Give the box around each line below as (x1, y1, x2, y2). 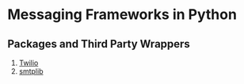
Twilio (18, 58, 39, 67)
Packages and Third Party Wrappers (7, 37, 191, 51)
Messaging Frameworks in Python (7, 6, 237, 24)
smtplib (18, 67, 44, 76)
